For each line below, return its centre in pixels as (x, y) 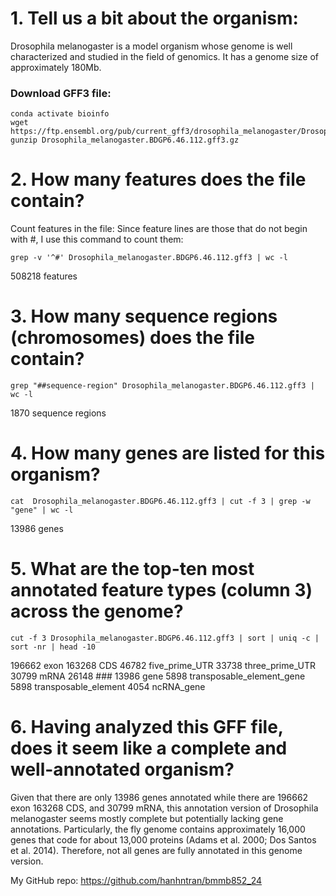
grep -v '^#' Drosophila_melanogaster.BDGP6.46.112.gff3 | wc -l (149, 258)
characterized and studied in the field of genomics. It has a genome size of (165, 56)
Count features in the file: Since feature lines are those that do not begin (159, 229)
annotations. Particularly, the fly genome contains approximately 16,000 (158, 829)
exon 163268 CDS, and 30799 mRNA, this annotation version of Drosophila (164, 808)
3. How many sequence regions (144, 316)
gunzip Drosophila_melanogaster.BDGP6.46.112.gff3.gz (125, 140)
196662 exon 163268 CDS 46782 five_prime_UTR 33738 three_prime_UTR (163, 665)
